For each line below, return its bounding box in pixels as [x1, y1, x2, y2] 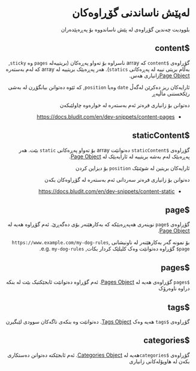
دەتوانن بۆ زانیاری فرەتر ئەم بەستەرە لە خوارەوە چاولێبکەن [59, 101, 190, 108]
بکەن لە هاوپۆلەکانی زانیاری [129, 357, 190, 365]
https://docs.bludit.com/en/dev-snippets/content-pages [36, 113, 175, 120]
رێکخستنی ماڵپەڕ [152, 90, 190, 97]
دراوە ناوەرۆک [158, 285, 190, 292]
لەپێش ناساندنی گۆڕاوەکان [72, 6, 190, 20]
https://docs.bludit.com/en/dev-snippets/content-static [38, 188, 175, 195]
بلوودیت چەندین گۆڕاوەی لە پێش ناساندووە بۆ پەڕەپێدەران [61, 26, 190, 33]
